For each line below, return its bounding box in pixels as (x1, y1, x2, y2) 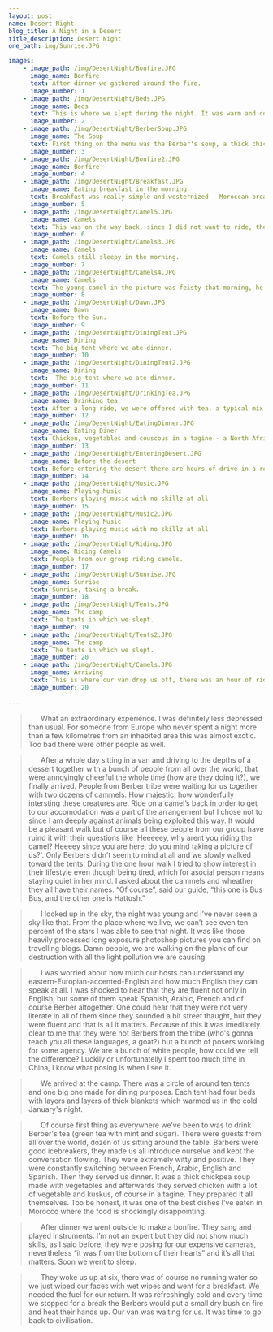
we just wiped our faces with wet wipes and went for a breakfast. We (28, 1281, 260, 1291)
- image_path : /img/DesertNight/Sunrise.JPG (23, 570, 176, 578)
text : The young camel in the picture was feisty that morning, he (29, 283, 264, 292)
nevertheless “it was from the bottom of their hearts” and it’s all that (28, 1248, 255, 1257)
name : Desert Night (8, 19, 75, 28)
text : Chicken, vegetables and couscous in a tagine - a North (29, 435, 249, 443)
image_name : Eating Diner (29, 427, 118, 435)
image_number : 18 (29, 593, 89, 601)
